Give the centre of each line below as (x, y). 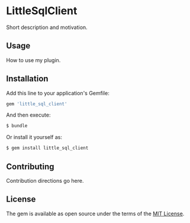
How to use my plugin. (33, 60)
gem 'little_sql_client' (37, 104)
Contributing (30, 167)
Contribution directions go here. (45, 181)
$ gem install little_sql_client (47, 148)
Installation (27, 79)
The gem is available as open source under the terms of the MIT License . (95, 214)
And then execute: (28, 115)
